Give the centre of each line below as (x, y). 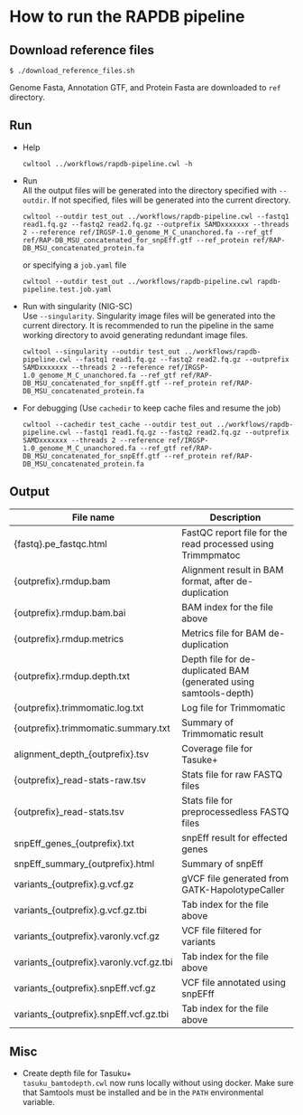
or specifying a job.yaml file (74, 265)
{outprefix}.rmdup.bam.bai (70, 612)
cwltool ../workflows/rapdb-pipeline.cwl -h (107, 164)
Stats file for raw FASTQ (232, 774)
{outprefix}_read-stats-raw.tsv (80, 780)
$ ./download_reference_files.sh (72, 71)
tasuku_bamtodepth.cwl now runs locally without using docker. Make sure (158, 1083)
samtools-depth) (218, 693)
